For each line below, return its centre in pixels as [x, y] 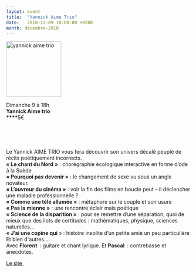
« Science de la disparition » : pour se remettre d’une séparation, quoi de [95, 214]
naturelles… [20, 227]
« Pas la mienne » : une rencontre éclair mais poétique [72, 208]
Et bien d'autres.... [28, 240]
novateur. [18, 183]
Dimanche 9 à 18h [28, 105]
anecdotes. [20, 252]
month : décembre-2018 [33, 28]
